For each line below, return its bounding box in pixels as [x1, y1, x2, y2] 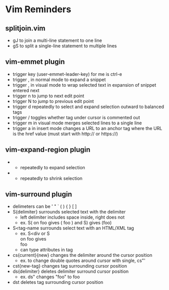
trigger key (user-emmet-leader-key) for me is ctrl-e [12, 71, 122, 77]
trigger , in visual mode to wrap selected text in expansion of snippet [12, 82, 156, 88]
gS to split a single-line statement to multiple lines [12, 43, 117, 49]
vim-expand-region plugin [5, 145, 90, 154]
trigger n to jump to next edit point [12, 93, 85, 99]
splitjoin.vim [5, 24, 46, 33]
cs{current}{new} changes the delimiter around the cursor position [12, 252, 152, 258]
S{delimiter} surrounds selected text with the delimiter [12, 209, 126, 215]
